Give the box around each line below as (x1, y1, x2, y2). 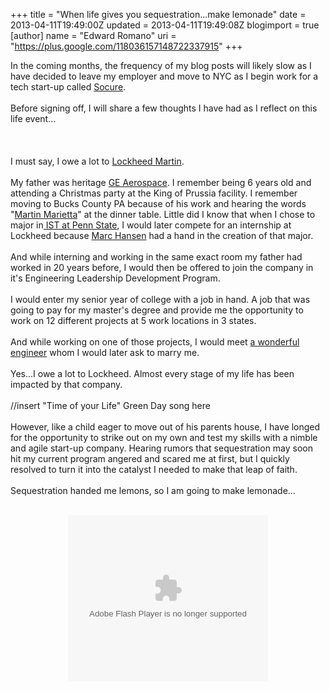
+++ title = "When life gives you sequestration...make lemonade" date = (10, 9, 307, 20)
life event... (10, 113, 57, 124)
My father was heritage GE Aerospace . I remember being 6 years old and (10, 177, 312, 188)
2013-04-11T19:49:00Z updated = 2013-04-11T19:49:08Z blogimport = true (10, 19, 320, 31)
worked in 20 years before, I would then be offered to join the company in (10, 262, 314, 273)
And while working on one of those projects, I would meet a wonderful (10, 336, 300, 348)
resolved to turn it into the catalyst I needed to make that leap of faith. (10, 464, 298, 475)
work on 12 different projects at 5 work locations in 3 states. (10, 315, 257, 326)
